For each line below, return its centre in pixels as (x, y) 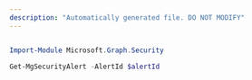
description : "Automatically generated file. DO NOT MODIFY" (127, 18)
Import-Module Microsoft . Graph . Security (87, 50)
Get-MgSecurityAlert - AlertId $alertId (85, 67)
